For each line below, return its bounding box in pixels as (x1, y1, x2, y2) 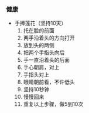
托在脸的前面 (23, 27, 54, 34)
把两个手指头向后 (23, 49, 65, 56)
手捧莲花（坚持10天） (14, 19, 67, 27)
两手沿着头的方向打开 (23, 34, 75, 42)
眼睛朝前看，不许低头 (23, 78, 75, 86)
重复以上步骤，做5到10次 (23, 101, 84, 108)
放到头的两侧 (23, 42, 54, 49)
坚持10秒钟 (23, 86, 50, 93)
